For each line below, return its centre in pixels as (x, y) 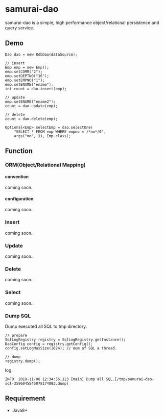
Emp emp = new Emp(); (27, 67)
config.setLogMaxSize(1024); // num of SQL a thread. (61, 348)
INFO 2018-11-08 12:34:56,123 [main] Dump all (55, 379)
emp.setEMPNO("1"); (25, 80)
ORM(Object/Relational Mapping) (45, 165)
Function (19, 151)
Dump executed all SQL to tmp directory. (46, 326)
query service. (20, 27)
